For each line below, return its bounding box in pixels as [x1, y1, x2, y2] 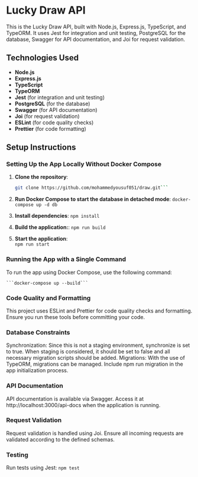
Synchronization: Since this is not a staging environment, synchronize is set [6, 341, 190, 349]
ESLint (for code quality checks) [14, 119, 94, 126]
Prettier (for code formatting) [14, 125, 87, 132]
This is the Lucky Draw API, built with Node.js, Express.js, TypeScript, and [6, 23, 186, 30]
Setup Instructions [6, 143, 76, 153]
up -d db [36, 202, 58, 208]
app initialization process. [6, 367, 69, 374]
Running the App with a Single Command [6, 255, 126, 263]
